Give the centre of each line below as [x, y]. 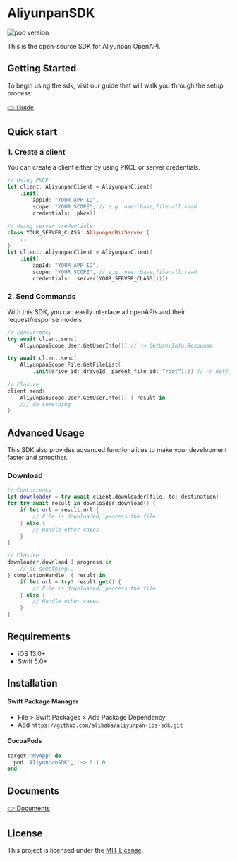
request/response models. [45, 319]
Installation [32, 683]
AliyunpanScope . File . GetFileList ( [71, 365]
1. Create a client [36, 152]
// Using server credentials [50, 226]
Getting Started [42, 69]
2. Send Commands [42, 297]
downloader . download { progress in [60, 562]
